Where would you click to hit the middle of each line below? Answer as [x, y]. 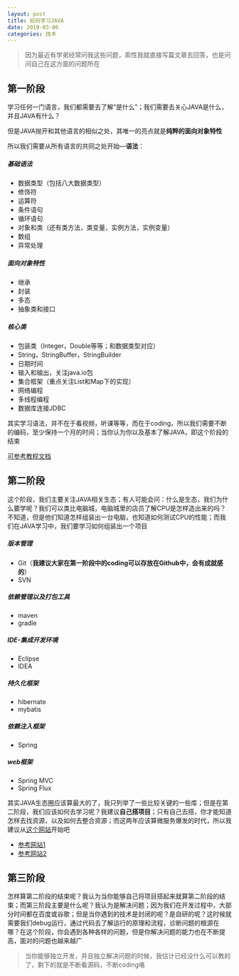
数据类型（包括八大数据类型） [61, 183]
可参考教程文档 [29, 456]
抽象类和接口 [36, 309]
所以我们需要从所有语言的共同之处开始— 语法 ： [76, 146]
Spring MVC [36, 780]
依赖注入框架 [26, 726]
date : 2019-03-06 [33, 27]
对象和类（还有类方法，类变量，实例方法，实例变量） [96, 228]
